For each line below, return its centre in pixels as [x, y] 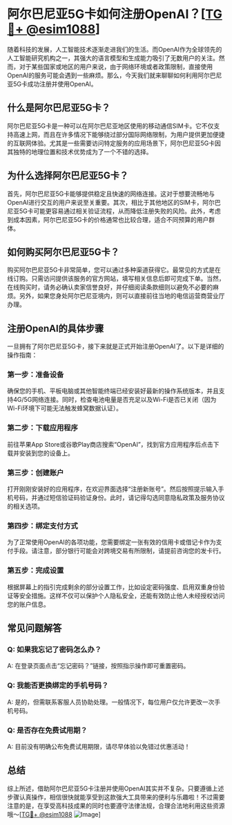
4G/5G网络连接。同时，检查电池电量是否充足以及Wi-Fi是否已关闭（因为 [115, 400]
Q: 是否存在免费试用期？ [47, 730]
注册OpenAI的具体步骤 [56, 328]
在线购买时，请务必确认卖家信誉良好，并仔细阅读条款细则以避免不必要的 [110, 287]
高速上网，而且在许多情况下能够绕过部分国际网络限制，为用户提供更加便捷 [119, 134]
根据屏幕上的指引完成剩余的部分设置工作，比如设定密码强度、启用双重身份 [113, 587]
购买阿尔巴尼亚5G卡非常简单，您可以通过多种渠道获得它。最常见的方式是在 [114, 270]
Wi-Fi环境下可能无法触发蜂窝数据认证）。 [65, 408]
